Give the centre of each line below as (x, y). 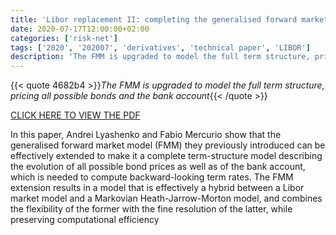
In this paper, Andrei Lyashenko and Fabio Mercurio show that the (146, 135)
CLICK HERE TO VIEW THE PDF (75, 115)
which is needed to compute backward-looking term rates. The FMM (152, 177)
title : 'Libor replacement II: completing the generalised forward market (169, 19)
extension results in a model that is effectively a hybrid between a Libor (157, 188)
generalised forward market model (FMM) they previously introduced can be (168, 145)
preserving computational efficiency (85, 220)
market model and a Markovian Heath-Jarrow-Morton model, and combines (166, 198)
